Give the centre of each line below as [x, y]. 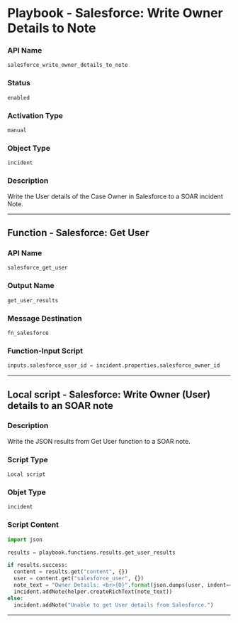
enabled [19, 97]
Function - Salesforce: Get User [78, 233]
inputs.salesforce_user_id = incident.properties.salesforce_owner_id [114, 366]
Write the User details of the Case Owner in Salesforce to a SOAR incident [115, 196]
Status [19, 83]
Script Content [33, 525]
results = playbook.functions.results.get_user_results [91, 553]
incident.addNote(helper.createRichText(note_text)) [93, 592]
